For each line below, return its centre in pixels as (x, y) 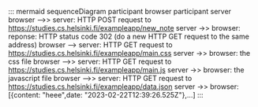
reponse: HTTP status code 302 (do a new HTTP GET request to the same (129, 36)
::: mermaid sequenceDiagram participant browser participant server (120, 11)
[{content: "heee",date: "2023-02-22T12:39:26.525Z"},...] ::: (106, 95)
